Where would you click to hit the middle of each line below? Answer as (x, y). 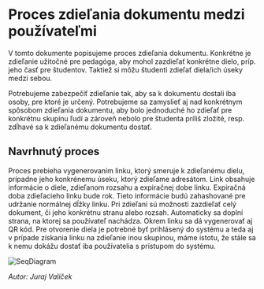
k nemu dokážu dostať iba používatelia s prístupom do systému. (112, 246)
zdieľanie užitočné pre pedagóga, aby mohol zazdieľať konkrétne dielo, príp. (132, 61)
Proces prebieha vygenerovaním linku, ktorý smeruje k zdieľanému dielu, (126, 170)
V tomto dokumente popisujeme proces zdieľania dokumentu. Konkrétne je (130, 53)
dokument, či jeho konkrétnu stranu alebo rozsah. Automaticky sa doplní (126, 212)
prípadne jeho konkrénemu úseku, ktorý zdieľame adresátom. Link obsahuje (132, 179)
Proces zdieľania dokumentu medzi (127, 15)
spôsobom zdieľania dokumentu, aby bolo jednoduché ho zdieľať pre (120, 110)
